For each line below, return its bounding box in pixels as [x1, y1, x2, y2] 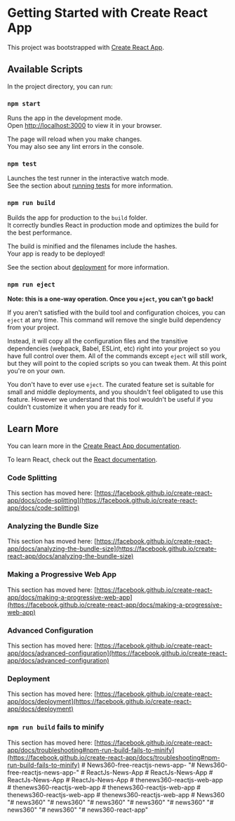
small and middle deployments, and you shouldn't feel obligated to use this [7, 388, 224, 396]
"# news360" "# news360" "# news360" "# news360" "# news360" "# [7, 798, 214, 806]
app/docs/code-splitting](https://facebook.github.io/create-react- [7, 497, 198, 505]
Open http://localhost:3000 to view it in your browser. [7, 121, 163, 130]
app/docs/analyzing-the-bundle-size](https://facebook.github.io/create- [7, 544, 217, 553]
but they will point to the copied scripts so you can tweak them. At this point [7, 359, 227, 367]
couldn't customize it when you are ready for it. [7, 402, 144, 411]
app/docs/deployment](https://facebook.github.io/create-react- [7, 697, 192, 706]
